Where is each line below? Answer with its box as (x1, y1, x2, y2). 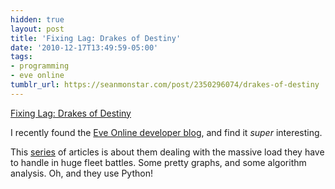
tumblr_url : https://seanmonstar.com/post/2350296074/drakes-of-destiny (10, 80, 320, 90)
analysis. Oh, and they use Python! (10, 167, 153, 179)
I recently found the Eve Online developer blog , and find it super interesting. (10, 126, 323, 138)
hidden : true (10, 14, 65, 25)
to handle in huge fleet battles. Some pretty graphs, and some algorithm (10, 156, 307, 168)
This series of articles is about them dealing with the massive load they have (10, 146, 325, 158)
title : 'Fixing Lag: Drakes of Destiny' (10, 33, 182, 43)
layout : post (10, 24, 65, 34)
